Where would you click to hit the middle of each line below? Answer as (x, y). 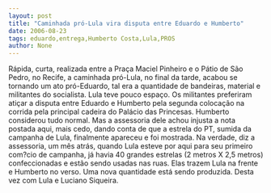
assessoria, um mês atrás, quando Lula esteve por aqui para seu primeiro (131, 146)
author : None (30, 46)
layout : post (30, 16)
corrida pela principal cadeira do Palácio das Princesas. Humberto (119, 112)
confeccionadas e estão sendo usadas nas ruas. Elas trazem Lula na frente (133, 163)
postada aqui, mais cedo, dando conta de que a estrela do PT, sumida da (130, 129)
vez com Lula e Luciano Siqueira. (64, 180)
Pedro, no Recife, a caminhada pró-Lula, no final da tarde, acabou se (123, 78)
